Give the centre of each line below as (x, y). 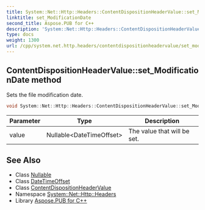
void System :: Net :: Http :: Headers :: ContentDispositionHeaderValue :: (94, 106)
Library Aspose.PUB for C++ (51, 201)
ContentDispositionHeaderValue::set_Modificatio (103, 71)
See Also (23, 160)
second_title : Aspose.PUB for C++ (50, 23)
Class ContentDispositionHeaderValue (63, 188)
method (47, 80)
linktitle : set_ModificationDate (49, 18)
